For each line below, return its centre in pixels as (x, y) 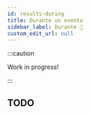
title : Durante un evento (45, 20)
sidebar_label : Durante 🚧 (45, 27)
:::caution (21, 53)
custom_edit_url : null (40, 33)
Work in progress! (33, 67)
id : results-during (36, 14)
